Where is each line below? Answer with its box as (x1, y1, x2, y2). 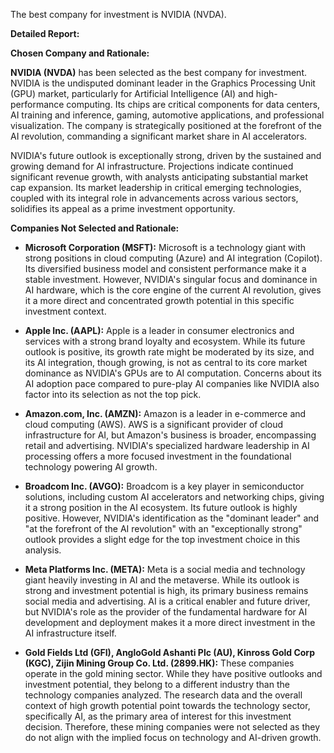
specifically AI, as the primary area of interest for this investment (24, 710, 292, 722)
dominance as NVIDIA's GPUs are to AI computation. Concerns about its (24, 367, 322, 379)
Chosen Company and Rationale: (10, 47, 150, 59)
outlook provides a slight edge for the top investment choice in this (24, 534, 301, 545)
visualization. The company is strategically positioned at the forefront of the (10, 120, 323, 131)
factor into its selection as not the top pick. (24, 389, 202, 400)
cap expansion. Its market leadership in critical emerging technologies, (10, 182, 302, 193)
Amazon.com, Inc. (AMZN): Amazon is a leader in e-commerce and (24, 408, 307, 419)
